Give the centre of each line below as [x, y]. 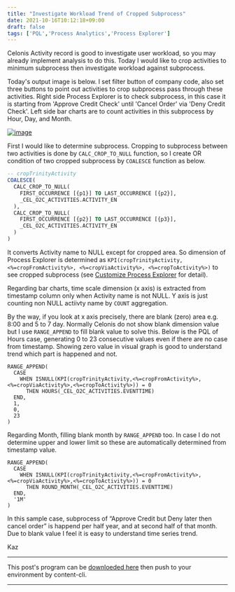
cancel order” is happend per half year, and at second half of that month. [113, 525]
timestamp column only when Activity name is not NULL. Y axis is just [108, 296]
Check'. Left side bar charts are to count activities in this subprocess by [111, 111]
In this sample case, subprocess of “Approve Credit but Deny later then [109, 518]
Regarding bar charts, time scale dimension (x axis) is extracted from [107, 288]
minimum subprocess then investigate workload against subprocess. [106, 68]
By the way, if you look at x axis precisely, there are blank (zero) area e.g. [113, 317]
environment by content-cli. [47, 574]
